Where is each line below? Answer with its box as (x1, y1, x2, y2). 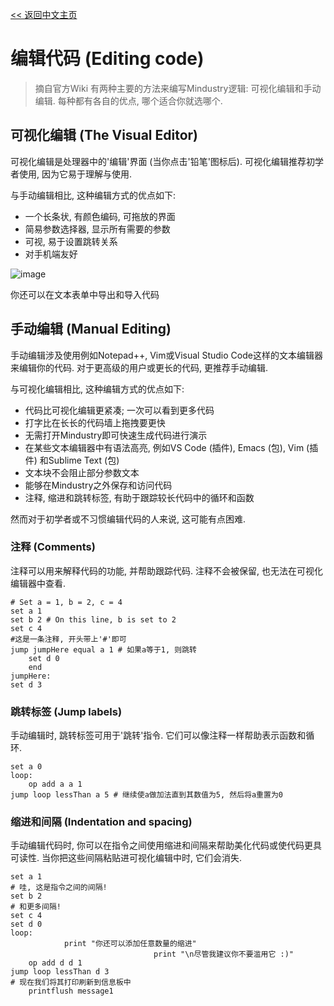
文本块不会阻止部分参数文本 (24, 466, 140, 478)
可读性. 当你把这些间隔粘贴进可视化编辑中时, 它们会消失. (10, 852, 242, 864)
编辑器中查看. (10, 577, 67, 589)
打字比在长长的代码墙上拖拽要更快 (24, 416, 166, 428)
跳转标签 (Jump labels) (10, 704, 123, 718)
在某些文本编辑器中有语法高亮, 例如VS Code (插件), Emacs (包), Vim (24, 441, 305, 453)
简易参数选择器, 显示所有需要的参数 (24, 223, 171, 235)
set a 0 (10, 762, 43, 772)
